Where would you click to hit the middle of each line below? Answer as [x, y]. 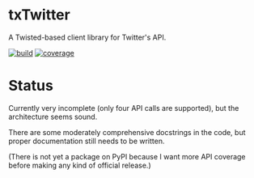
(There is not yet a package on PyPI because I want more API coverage [127, 156]
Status [31, 86]
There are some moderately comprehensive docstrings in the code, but [127, 132]
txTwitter [39, 15]
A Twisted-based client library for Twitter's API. [87, 37]
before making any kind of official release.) [80, 165]
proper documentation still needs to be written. [87, 141]
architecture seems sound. [53, 117]
